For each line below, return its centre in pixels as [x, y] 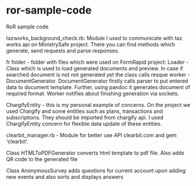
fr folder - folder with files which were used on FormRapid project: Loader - [97, 62]
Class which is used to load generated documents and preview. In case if [95, 68]
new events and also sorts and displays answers [65, 177]
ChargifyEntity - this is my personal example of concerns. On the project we [98, 105]
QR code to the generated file [42, 159]
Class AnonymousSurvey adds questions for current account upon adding [96, 170]
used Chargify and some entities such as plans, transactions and [84, 111]
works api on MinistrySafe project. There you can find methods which [91, 44]
